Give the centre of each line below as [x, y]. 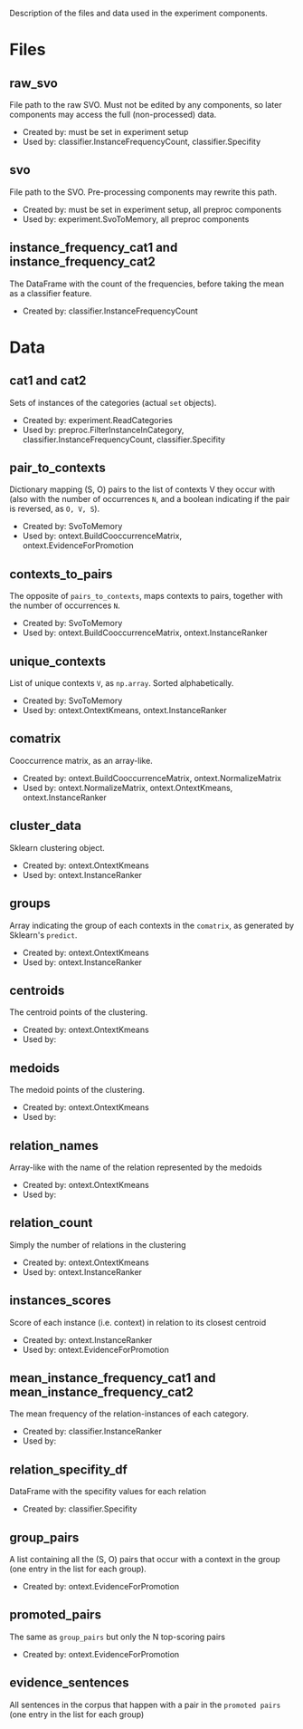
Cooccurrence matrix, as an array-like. [81, 760]
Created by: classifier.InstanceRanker [92, 1432]
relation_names [54, 1145]
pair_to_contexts [57, 468]
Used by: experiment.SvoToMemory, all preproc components [136, 219]
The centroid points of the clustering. [78, 1012]
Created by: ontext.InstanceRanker [87, 1339]
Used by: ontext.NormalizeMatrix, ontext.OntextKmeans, [128, 787]
